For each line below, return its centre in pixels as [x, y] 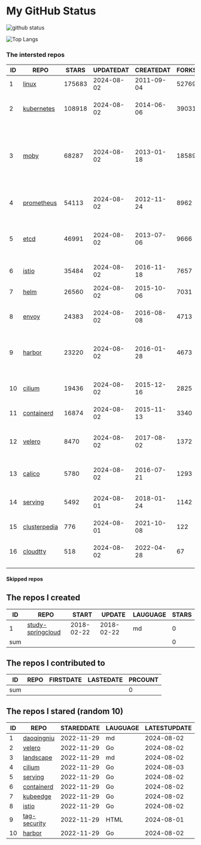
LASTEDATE [105, 680]
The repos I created [43, 598]
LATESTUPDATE [168, 728]
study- [37, 625]
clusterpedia [41, 527]
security [34, 823]
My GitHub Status [51, 11]
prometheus [40, 203]
